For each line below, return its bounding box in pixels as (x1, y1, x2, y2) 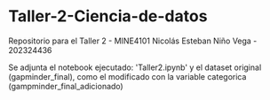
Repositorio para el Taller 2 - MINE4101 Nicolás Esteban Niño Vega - (8, 35, 258, 46)
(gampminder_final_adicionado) (8, 81, 123, 91)
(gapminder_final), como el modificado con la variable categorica (8, 71, 247, 81)
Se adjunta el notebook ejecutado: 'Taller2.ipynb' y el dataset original (8, 62, 262, 73)
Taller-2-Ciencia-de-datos (8, 6, 208, 27)
